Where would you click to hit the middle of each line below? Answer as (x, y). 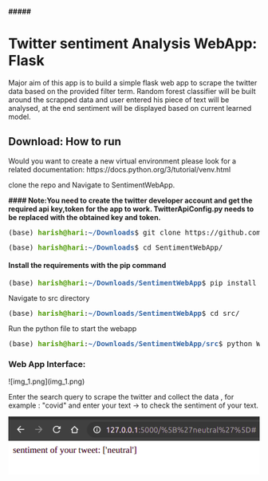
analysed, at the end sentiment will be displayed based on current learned (130, 108)
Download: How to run (65, 142)
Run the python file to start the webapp (73, 328)
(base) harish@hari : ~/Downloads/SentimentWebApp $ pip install (132, 283)
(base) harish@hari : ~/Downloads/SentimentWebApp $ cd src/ (124, 313)
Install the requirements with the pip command (87, 266)
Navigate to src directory (49, 298)
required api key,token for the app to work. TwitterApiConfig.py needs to (131, 209)
